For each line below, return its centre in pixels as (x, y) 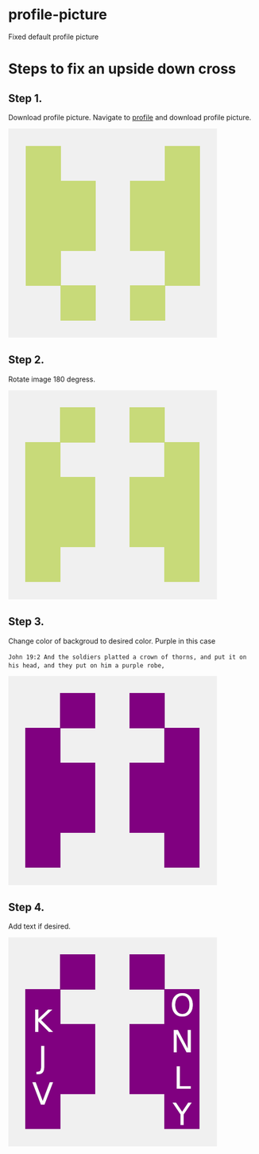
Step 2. (27, 360)
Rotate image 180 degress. (52, 379)
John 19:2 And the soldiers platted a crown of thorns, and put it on (128, 657)
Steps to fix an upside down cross (122, 69)
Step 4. (27, 907)
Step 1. (25, 98)
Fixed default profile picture (54, 37)
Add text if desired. (40, 926)
